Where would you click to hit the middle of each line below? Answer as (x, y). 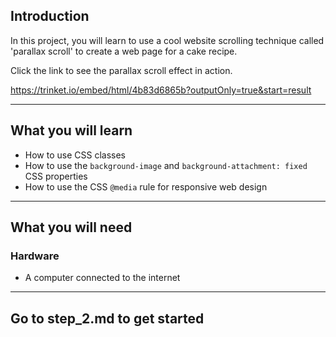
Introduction (50, 16)
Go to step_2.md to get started (107, 318)
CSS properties (56, 176)
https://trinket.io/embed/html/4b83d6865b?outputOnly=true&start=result (161, 90)
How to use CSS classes (75, 155)
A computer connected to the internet (102, 278)
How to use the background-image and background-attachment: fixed (166, 165)
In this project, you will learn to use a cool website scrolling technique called (167, 40)
